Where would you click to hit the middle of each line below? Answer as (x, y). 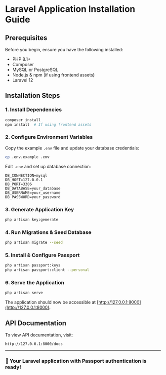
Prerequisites (26, 38)
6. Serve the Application (35, 282)
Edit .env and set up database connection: (48, 166)
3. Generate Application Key (40, 209)
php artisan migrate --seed (34, 243)
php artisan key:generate (32, 220)
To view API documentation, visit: (39, 335)
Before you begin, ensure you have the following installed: (64, 50)
